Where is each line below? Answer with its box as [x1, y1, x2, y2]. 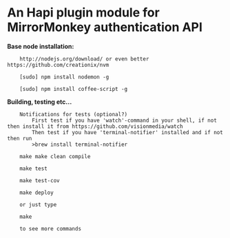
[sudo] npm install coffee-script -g [19, 85, 128, 92]
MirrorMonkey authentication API [7, 19, 203, 35]
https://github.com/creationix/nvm [7, 61, 109, 68]
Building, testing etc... [7, 98, 72, 106]
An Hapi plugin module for [7, 5, 160, 21]
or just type [19, 201, 57, 208]
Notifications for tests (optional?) [19, 111, 128, 118]
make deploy [19, 189, 54, 196]
